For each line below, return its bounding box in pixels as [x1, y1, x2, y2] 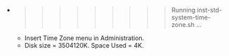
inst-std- [196, 6, 223, 14]
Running [171, 6, 196, 14]
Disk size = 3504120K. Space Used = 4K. [24, 41, 144, 49]
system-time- [171, 13, 211, 21]
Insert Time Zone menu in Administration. [24, 34, 145, 42]
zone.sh [171, 21, 195, 28]
